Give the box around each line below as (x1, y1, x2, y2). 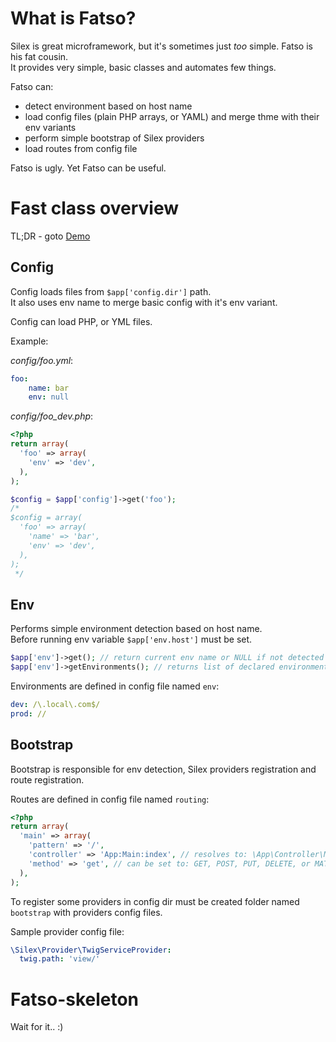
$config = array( (10, 513, 83, 523)
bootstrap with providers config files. (10, 906, 163, 918)
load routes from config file (24, 142, 138, 154)
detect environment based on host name (24, 100, 193, 112)
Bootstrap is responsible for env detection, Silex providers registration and (10, 763, 317, 775)
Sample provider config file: (10, 925, 125, 937)
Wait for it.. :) (10, 1021, 64, 1033)
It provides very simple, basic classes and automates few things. (10, 61, 277, 73)
